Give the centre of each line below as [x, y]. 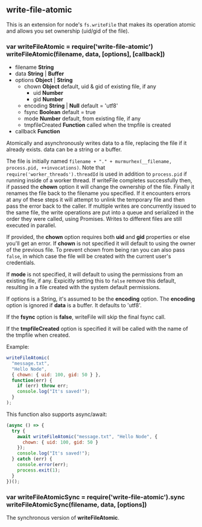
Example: [18, 347]
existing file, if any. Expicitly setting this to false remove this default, [91, 281]
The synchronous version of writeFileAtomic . [63, 517]
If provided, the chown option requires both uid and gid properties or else [98, 237]
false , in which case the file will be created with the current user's [89, 257]
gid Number [48, 100]
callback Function [37, 132]
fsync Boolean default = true [60, 112]
